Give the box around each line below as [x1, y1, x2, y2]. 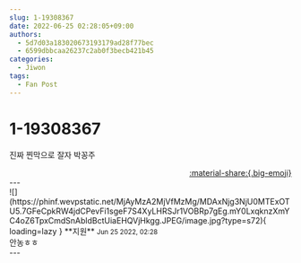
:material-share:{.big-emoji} [189, 167, 292, 178]
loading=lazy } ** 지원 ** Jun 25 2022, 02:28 [9, 225, 159, 236]
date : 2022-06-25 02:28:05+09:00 [9, 22, 134, 31]
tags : [9, 72, 30, 81]
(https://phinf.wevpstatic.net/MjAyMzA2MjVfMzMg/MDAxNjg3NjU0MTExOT [9, 196, 290, 206]
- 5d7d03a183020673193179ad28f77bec [17, 38, 154, 48]
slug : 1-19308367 [9, 13, 74, 22]
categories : [9, 55, 54, 64]
